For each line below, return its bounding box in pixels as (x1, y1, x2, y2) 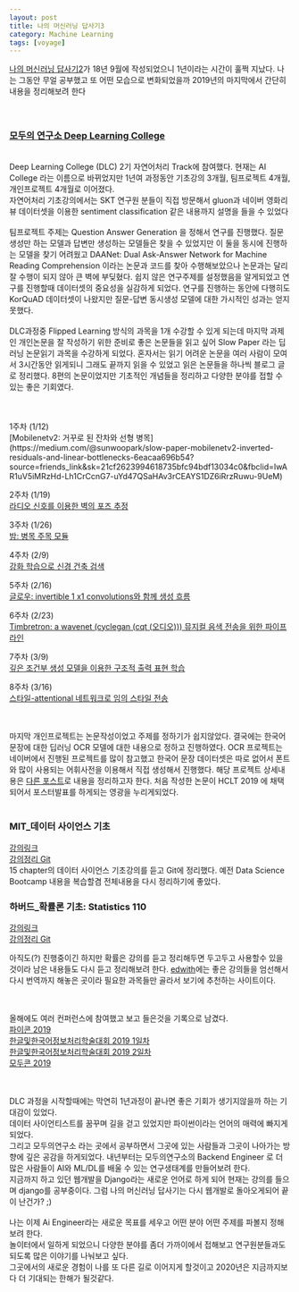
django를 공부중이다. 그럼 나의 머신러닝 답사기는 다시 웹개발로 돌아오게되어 (18, 1186, 279, 1196)
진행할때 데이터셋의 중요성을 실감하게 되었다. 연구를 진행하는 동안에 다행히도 (25, 283, 291, 293)
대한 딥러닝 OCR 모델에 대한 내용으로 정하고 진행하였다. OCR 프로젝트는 (32, 741, 283, 752)
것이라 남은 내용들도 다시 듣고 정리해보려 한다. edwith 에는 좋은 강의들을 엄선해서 (9, 964, 289, 975)
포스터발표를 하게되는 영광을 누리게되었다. (32, 786, 179, 797)
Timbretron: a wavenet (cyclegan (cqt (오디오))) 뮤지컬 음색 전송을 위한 (9, 621, 263, 631)
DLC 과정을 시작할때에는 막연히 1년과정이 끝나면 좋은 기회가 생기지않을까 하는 (9, 1096, 278, 1107)
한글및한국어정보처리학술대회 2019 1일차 (9, 1035, 150, 1046)
